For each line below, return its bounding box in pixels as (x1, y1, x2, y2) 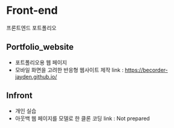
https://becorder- (124, 66, 168, 73)
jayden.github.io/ (14, 73, 57, 80)
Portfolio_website (6, 42, 74, 52)
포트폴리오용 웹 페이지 (14, 58, 68, 66)
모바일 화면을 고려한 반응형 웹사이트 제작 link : (14, 66, 124, 73)
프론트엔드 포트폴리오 (6, 24, 57, 31)
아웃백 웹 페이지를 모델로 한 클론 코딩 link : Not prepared (14, 115, 150, 122)
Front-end (6, 4, 58, 17)
